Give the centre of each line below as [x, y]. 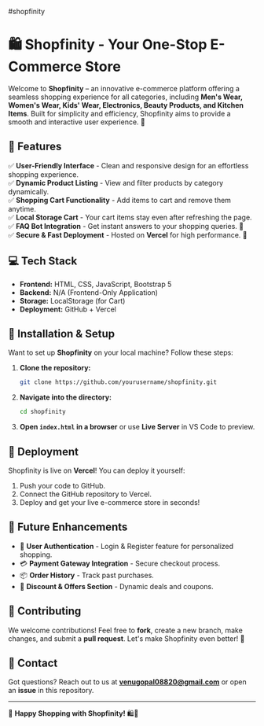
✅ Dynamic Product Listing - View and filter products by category [116, 182]
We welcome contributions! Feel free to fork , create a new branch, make [126, 630]
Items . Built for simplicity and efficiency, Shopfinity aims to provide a [119, 113]
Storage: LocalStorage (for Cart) [72, 300]
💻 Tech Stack [43, 262]
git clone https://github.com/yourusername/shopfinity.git [118, 382]
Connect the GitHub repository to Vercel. [85, 494]
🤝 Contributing [45, 612]
